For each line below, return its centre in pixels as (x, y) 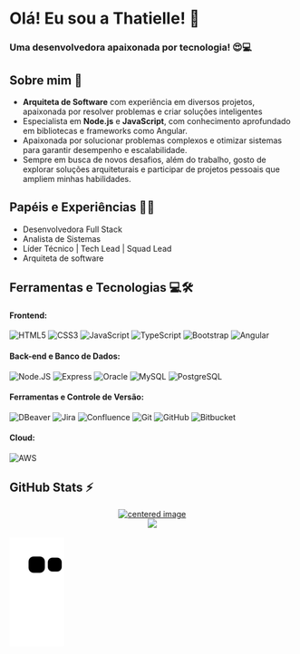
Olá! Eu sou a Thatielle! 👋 (105, 19)
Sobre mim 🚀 (46, 80)
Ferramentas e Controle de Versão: (77, 397)
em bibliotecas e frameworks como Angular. (105, 130)
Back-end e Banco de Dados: (65, 356)
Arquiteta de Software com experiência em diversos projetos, (139, 101)
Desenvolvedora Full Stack (72, 229)
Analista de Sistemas (62, 238)
